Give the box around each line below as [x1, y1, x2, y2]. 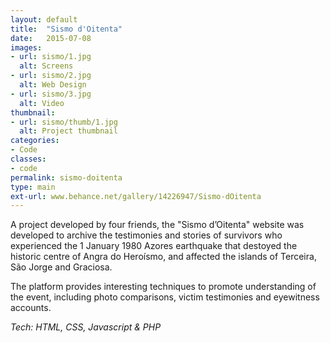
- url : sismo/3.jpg [10, 89, 92, 99]
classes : [10, 154, 47, 164]
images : [10, 42, 43, 53]
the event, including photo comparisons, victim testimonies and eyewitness [10, 291, 320, 303]
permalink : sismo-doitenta [10, 172, 123, 183]
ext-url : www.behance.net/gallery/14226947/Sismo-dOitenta [10, 191, 262, 201]
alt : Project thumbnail [19, 126, 118, 136]
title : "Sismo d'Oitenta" [10, 24, 123, 34]
